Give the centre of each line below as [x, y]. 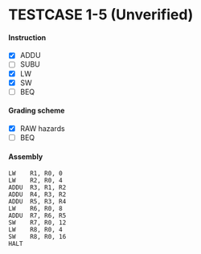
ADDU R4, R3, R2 [37, 195]
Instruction [27, 37]
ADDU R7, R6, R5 [37, 216]
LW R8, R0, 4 [35, 230]
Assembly [26, 156]
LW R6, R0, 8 [35, 209]
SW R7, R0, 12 [37, 223]
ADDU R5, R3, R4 [37, 202]
